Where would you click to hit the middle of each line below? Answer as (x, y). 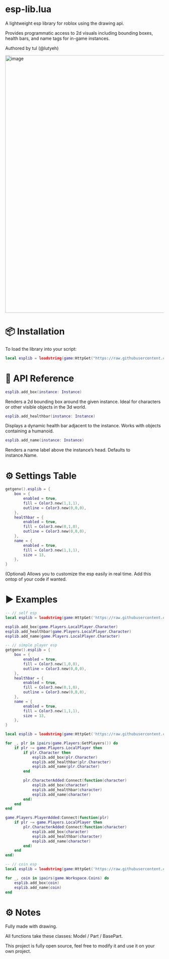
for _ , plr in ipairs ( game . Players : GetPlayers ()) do (62, 743)
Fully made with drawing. (31, 926)
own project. (18, 951)
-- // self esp (21, 613)
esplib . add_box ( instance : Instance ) (44, 392)
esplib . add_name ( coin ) (38, 887)
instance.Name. (21, 456)
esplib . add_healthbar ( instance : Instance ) (50, 416)
